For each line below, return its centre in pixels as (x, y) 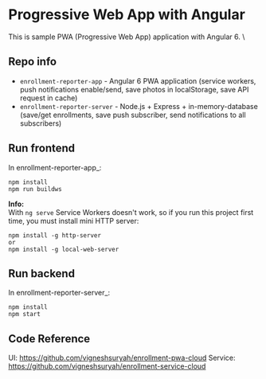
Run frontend (42, 148)
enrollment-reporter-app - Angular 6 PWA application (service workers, (138, 80)
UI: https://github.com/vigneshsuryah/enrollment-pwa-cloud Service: (122, 358)
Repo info (33, 62)
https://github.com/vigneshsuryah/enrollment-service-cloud (107, 366)
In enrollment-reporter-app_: (55, 167)
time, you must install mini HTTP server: (74, 221)
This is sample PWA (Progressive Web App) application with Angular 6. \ (127, 37)
